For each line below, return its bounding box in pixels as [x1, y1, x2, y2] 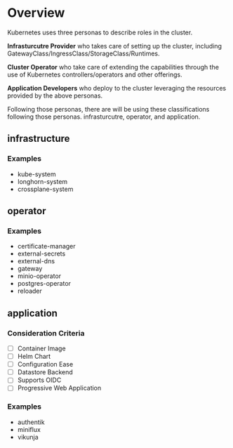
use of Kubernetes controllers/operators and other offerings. [7, 70, 182, 79]
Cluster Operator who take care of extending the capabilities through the [7, 62, 220, 71]
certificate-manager [17, 242, 76, 251]
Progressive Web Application [17, 384, 102, 393]
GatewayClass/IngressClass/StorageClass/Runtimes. [7, 49, 160, 58]
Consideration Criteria [7, 328, 85, 338]
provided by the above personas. [7, 91, 103, 100]
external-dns [17, 257, 55, 265]
